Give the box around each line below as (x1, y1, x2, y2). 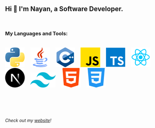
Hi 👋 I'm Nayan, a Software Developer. (5, 5, 124, 13)
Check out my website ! (5, 118, 52, 124)
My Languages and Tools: (5, 30, 68, 37)
